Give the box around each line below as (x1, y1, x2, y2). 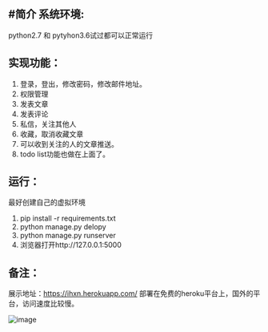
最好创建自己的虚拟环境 (8, 197, 86, 207)
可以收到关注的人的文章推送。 (19, 139, 118, 148)
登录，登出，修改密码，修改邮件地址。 (19, 79, 146, 88)
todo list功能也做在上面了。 (19, 149, 110, 159)
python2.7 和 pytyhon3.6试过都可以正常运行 (8, 30, 154, 40)
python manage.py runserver (19, 231, 116, 241)
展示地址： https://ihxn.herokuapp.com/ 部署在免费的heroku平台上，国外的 (8, 289, 254, 298)
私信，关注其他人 (19, 119, 77, 128)
